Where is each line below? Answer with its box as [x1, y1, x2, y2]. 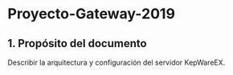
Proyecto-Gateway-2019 [7, 5, 176, 23]
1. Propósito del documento [7, 37, 147, 50]
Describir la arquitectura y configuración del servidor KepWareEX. [7, 57, 226, 67]
